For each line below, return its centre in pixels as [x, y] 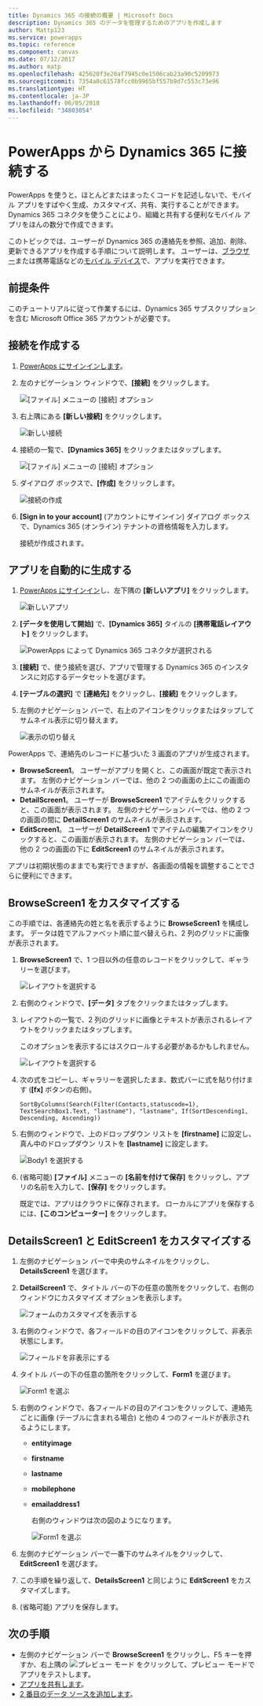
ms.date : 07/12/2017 [42, 60]
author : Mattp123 [37, 30]
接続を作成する [44, 346]
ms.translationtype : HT [47, 89]
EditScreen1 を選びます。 [60, 1564]
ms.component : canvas [44, 52]
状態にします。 [44, 1341]
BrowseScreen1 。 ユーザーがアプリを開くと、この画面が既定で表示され [135, 770]
